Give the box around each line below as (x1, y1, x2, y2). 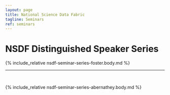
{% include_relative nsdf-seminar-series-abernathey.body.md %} (5, 84, 142, 90)
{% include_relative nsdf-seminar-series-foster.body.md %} (5, 60, 130, 66)
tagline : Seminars (5, 17, 44, 22)
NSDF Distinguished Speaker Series (5, 43, 159, 55)
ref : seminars (5, 21, 35, 27)
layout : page (5, 7, 33, 13)
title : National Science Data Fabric (5, 12, 85, 17)
